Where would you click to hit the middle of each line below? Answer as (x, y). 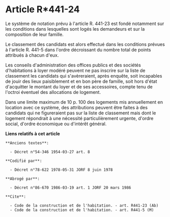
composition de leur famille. (34, 34)
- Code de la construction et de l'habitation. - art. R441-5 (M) (82, 210)
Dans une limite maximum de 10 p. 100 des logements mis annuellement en (84, 102)
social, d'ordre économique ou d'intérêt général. (56, 124)
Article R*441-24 (43, 9)
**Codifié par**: (24, 161)
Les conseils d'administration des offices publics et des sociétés (73, 65)
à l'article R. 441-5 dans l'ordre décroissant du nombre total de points (78, 50)
